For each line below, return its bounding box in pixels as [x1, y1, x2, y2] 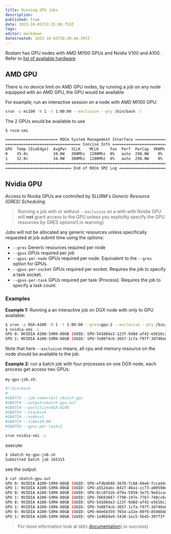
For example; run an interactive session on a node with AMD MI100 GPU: [5, 99, 158, 105]
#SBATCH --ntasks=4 [5, 410, 47, 415]
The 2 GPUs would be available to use [5, 118, 85, 124]
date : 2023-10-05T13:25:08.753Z [5, 21, 74, 27]
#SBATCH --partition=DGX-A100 [5, 405, 70, 410]
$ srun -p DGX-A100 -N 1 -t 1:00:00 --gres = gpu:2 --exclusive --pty [5, 322, 154, 327]
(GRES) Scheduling [5, 198, 45, 205]
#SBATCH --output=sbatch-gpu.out [5, 400, 76, 405]
